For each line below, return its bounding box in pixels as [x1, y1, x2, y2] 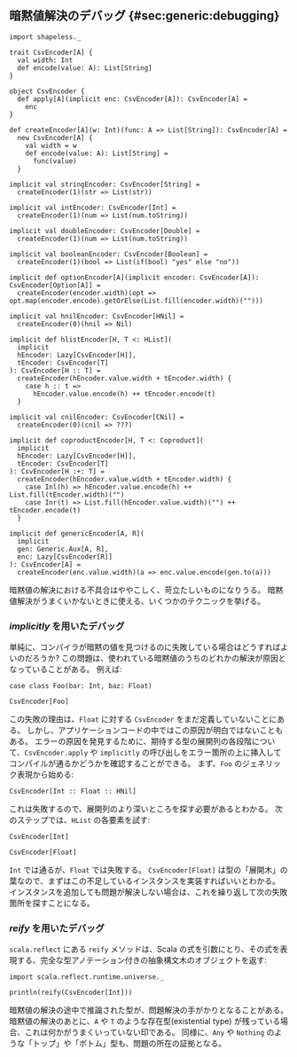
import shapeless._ [9, 32, 82, 42]
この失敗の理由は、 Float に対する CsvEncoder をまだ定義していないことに [9, 714, 277, 724]
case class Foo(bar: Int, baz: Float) [9, 682, 152, 691]
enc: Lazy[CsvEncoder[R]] [17, 552, 113, 561]
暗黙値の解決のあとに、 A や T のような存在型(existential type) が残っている [9, 1016, 281, 1027]
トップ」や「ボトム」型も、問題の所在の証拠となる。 [32, 1038, 227, 1049]
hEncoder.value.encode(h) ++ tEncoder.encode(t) [32, 389, 216, 398]
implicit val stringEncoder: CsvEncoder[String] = [9, 180, 200, 189]
